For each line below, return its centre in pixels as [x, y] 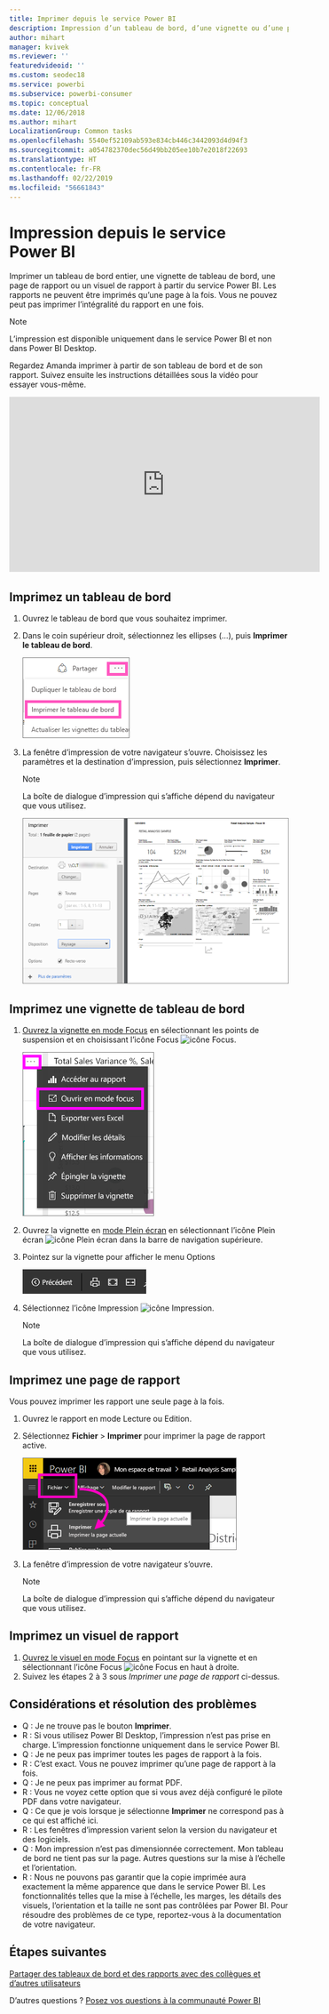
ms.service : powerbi [47, 84]
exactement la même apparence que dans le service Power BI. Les [144, 1886]
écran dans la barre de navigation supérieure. [142, 1240]
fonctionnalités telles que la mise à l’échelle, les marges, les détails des [152, 1896]
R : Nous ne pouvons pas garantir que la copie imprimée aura [134, 1877]
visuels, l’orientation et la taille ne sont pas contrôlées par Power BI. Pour [155, 1905]
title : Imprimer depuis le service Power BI [93, 19]
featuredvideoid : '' [47, 66]
